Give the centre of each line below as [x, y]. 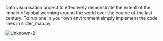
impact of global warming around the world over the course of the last [79, 13]
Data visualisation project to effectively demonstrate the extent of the [78, 7]
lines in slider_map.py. [29, 23]
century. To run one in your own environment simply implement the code [81, 18]
